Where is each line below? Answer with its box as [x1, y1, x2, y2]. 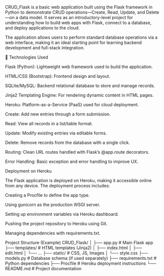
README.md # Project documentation [5, 266, 82, 271]
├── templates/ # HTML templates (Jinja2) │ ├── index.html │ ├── [5, 245, 142, 251]
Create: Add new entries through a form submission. [5, 111, 111, 117]
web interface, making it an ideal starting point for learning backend [5, 40, 142, 46]
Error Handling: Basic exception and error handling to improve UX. [5, 159, 139, 164]
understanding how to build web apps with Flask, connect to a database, [5, 20, 152, 25]
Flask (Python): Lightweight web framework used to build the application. [5, 64, 153, 69]
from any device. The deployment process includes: [5, 183, 110, 188]
